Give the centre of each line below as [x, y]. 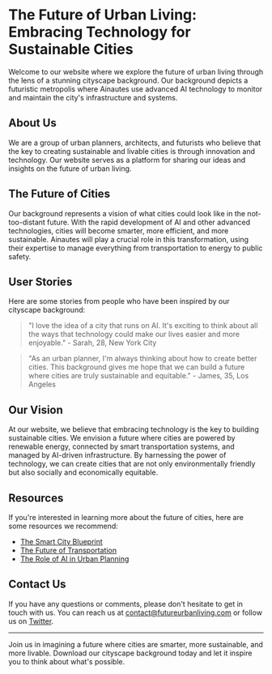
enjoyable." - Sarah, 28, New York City [92, 343]
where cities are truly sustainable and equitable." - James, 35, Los [138, 376]
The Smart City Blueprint [61, 542]
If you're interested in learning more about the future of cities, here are [126, 517]
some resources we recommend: [64, 526]
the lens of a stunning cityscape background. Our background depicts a [128, 80]
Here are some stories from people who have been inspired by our [119, 301]
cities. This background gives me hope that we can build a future [136, 367]
